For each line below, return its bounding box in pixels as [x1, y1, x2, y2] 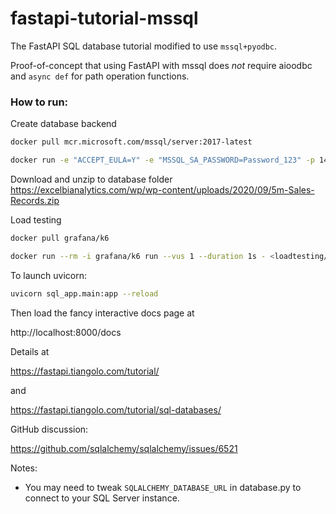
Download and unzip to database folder [10, 173, 173, 185]
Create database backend [10, 118, 117, 130]
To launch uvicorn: [10, 269, 88, 281]
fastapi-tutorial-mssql [10, 7, 199, 30]
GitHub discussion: [10, 423, 89, 435]
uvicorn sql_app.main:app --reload [10, 288, 159, 299]
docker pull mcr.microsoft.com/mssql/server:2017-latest [10, 137, 253, 147]
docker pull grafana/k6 [10, 233, 110, 243]
